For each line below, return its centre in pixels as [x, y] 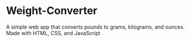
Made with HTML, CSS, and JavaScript [53, 33]
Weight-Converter [52, 11]
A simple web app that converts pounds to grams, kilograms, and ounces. [96, 27]
